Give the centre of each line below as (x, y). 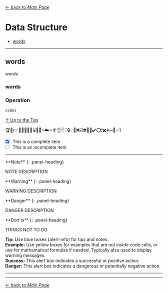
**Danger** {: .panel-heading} (37, 200)
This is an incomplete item (39, 147)
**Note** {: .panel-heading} (34, 161)
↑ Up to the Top (22, 120)
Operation (18, 100)
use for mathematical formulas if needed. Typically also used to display (78, 250)
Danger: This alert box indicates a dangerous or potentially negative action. (83, 266)
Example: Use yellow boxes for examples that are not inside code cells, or (81, 244)
